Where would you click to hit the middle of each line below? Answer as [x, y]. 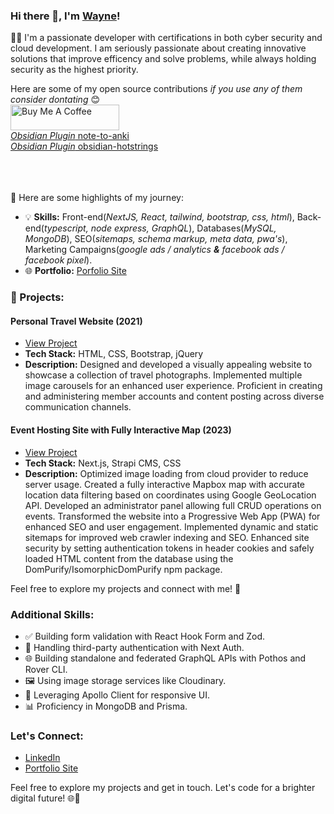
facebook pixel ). [58, 260]
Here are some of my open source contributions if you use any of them [156, 89]
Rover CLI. [46, 669]
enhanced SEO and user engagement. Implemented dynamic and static [171, 526]
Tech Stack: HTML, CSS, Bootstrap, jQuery [114, 354]
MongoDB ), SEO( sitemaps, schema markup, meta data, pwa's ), [156, 239]
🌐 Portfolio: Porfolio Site [75, 271]
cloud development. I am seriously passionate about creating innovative [158, 48]
